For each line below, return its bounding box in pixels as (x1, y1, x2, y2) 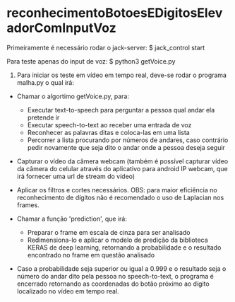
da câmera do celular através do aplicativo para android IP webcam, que (16, 164, 228, 173)
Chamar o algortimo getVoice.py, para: (16, 92, 130, 100)
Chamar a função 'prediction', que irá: (16, 214, 128, 223)
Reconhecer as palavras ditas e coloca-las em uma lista (27, 128, 190, 137)
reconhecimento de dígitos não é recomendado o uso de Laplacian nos (16, 193, 224, 202)
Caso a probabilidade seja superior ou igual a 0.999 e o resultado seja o (16, 264, 227, 273)
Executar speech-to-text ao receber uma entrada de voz (27, 120, 192, 129)
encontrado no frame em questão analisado (27, 250, 155, 259)
